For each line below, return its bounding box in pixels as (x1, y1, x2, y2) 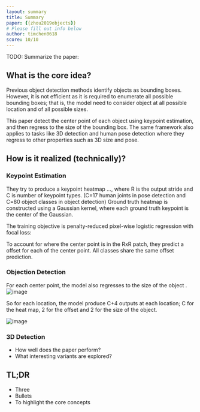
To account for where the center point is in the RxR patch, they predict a (6, 240, 184, 248)
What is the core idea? (6, 70, 92, 81)
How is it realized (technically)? (6, 154, 126, 164)
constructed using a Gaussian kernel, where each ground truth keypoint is (6, 205, 189, 212)
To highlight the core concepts (14, 398, 91, 405)
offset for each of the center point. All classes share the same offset (6, 246, 174, 254)
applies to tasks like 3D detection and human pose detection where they (6, 130, 184, 137)
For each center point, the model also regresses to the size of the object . (6, 281, 187, 288)
